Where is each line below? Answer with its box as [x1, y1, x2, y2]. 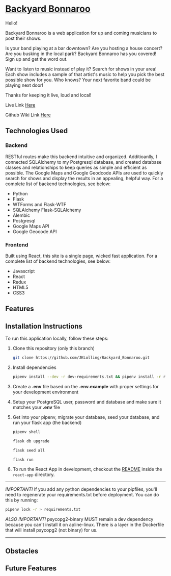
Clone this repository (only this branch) [12, 345, 95, 352]
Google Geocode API [12, 228, 57, 235]
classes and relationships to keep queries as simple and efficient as [5, 164, 147, 170]
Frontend [5, 241, 28, 248]
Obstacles [5, 546, 39, 555]
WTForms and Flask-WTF [12, 201, 67, 207]
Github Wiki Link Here [5, 112, 51, 118]
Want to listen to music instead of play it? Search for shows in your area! [5, 66, 157, 72]
